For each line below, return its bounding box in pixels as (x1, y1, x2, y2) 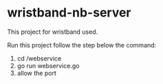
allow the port (17, 69, 56, 77)
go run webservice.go (17, 61, 80, 70)
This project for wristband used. (7, 28, 98, 36)
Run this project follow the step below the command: (7, 41, 157, 49)
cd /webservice (17, 54, 62, 63)
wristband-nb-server (7, 5, 132, 21)
